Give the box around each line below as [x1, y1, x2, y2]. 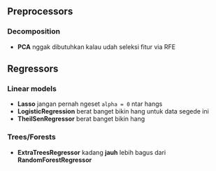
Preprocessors [7, 6, 73, 18]
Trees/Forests [7, 132, 56, 142]
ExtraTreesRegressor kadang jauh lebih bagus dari [17, 148, 166, 156]
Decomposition [7, 27, 61, 36]
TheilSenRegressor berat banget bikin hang [17, 115, 145, 123]
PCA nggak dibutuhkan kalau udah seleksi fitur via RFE [17, 42, 176, 51]
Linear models [7, 84, 57, 93]
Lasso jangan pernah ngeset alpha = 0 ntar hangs [17, 100, 163, 108]
